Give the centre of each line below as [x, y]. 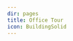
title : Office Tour [35, 20]
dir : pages [23, 14]
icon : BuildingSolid [37, 26]
